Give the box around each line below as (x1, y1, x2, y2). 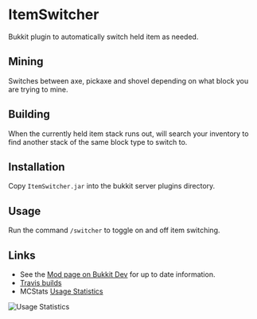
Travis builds (19, 278, 62, 287)
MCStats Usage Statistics (19, 286, 103, 296)
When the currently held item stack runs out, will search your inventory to (8, 129, 249, 138)
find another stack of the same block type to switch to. (8, 137, 188, 146)
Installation (8, 160, 65, 173)
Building (8, 107, 50, 121)
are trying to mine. (8, 84, 69, 94)
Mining (8, 55, 44, 68)
